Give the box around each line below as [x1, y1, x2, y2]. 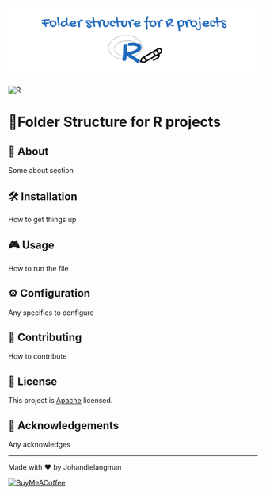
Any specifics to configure [8, 308, 95, 317]
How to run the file [8, 263, 69, 273]
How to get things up [8, 215, 77, 224]
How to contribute [8, 351, 67, 361]
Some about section [8, 166, 74, 175]
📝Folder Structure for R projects [8, 113, 222, 131]
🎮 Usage [8, 239, 55, 252]
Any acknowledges [8, 439, 71, 450]
